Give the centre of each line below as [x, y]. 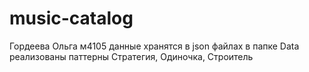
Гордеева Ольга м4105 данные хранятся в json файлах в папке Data [154, 46]
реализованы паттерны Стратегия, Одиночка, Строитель [131, 56]
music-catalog [71, 18]
